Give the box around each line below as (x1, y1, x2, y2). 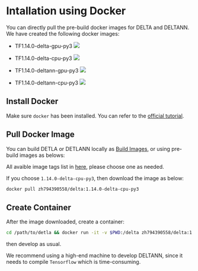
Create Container (6, 202, 71, 212)
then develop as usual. (6, 241, 62, 248)
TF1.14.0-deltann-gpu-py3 (14, 67, 79, 74)
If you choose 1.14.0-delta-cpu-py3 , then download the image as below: (6, 174, 184, 182)
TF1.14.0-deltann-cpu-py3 (14, 79, 79, 86)
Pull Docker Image (6, 130, 75, 140)
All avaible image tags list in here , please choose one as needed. (6, 163, 164, 170)
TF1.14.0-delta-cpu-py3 (14, 55, 72, 62)
